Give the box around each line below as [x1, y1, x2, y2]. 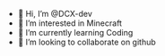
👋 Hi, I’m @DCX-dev [17, 9, 92, 19]
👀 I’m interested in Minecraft [17, 18, 123, 28]
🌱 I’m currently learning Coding [17, 28, 134, 37]
